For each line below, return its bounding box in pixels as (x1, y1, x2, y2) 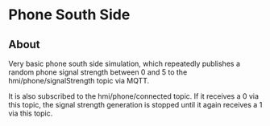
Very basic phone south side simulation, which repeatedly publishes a (8, 59, 240, 68)
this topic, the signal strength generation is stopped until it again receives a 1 (8, 100, 263, 109)
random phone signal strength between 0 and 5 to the (8, 67, 188, 77)
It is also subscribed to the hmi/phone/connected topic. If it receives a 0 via (8, 91, 260, 101)
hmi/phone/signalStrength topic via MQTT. (8, 76, 150, 85)
